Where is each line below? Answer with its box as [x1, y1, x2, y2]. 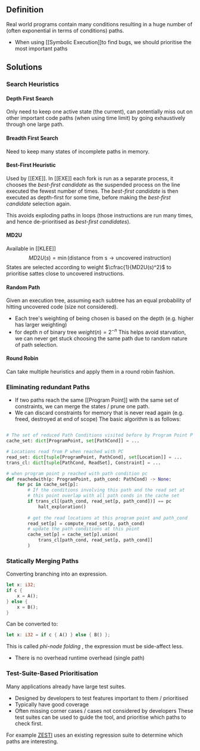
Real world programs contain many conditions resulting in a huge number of [6, 20, 193, 27]
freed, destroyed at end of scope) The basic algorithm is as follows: [14, 415, 181, 423]
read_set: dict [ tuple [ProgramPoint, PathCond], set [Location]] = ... [6, 454, 183, 460]
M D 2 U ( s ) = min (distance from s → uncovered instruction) [29, 254, 171, 261]
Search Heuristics [6, 80, 60, 88]
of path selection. [14, 341, 58, 348]
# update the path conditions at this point [27, 526, 140, 532]
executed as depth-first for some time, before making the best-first [6, 193, 171, 201]
